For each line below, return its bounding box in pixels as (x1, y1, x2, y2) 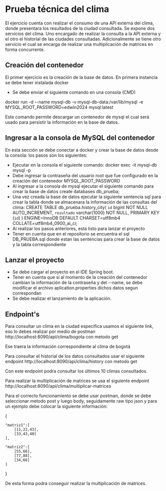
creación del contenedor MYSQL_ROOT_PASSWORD (12, 178, 120, 184)
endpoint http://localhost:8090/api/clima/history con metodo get (5, 358, 138, 365)
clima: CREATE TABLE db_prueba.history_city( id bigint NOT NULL (12, 204, 148, 210)
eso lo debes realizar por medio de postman (5, 328, 96, 335)
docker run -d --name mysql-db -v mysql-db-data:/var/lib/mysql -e (5, 99, 143, 105)
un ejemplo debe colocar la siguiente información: (5, 403, 108, 410)
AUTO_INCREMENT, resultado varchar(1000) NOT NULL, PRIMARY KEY (12, 210, 160, 216)
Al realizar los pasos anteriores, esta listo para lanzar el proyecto (12, 226, 145, 232)
